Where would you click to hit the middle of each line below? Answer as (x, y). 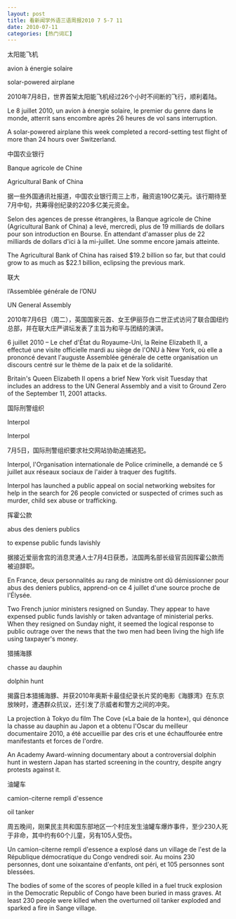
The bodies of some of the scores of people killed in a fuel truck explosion (115, 886)
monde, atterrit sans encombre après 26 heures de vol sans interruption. (112, 118)
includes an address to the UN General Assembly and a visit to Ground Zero (117, 386)
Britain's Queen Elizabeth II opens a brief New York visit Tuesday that (107, 378)
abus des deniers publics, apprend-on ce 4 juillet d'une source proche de (114, 588)
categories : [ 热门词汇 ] (40, 33)
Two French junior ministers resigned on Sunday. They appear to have (109, 609)
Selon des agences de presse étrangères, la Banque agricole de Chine (109, 219)
